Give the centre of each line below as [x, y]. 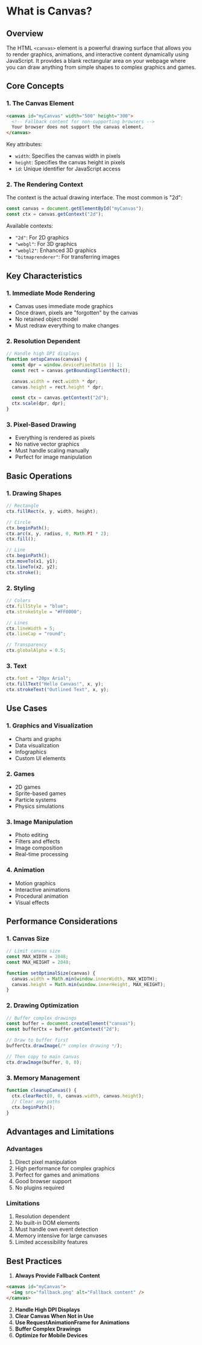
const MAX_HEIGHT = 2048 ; [39, 962]
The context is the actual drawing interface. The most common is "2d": [94, 198]
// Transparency [27, 645]
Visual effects [32, 902]
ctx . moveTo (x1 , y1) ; [32, 561]
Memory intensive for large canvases [61, 1236]
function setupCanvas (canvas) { [47, 360]
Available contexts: [30, 226]
